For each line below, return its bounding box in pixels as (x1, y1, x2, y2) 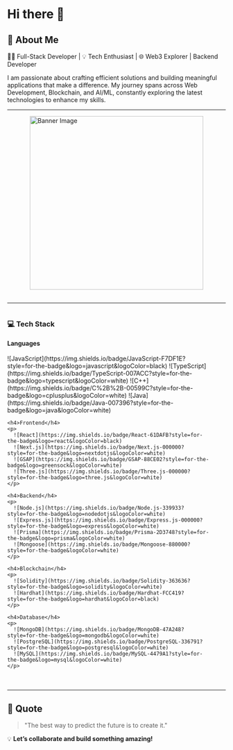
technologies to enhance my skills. (7, 96, 106, 103)
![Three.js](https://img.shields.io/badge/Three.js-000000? (13, 468, 191, 475)
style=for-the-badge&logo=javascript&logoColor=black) (7, 362, 168, 370)
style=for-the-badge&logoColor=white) (7, 547, 119, 554)
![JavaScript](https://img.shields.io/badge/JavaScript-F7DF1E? (7, 354, 186, 363)
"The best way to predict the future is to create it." (24, 721, 168, 729)
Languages (7, 339, 40, 347)
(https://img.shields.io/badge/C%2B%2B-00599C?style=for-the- (7, 384, 193, 392)
